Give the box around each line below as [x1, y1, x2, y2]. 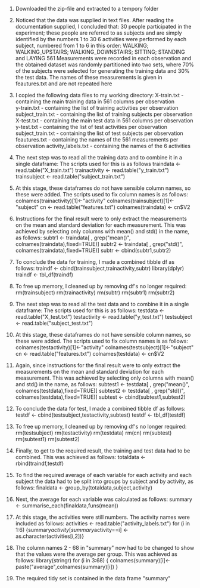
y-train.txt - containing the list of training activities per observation [15, 104, 179, 111]
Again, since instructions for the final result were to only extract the [15, 362, 181, 369]
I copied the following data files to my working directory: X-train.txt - [15, 92, 184, 98]
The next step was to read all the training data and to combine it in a [15, 154, 183, 161]
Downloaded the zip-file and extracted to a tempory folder [15, 5, 159, 12]
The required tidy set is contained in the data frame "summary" [15, 575, 171, 581]
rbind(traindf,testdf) [15, 460, 64, 467]
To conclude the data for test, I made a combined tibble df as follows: [15, 405, 186, 412]
